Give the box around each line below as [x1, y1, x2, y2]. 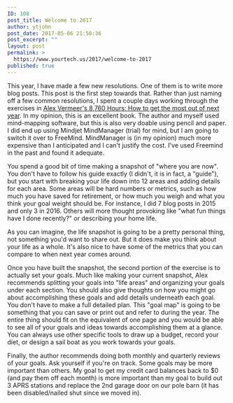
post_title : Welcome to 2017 [7, 17, 92, 24]
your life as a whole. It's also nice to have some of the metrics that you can [7, 242, 223, 250]
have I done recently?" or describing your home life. [7, 214, 157, 222]
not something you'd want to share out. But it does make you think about [7, 235, 217, 243]
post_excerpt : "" [7, 36, 58, 43]
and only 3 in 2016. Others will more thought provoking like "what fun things [7, 206, 226, 215]
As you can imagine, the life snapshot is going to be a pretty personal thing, [7, 227, 225, 236]
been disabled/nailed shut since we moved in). [7, 388, 142, 397]
